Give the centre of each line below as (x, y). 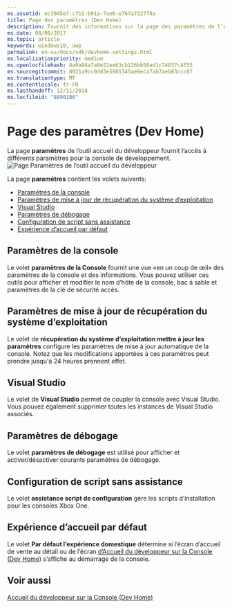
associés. (21, 414)
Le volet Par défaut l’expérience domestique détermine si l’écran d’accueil (114, 544)
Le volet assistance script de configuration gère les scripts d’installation (111, 498)
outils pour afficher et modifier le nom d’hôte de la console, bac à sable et (112, 282)
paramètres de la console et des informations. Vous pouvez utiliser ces (108, 275)
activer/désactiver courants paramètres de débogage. (84, 460)
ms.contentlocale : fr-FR (43, 84)
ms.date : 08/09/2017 (37, 33)
